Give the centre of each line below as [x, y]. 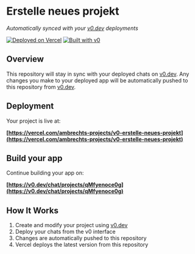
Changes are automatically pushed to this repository [81, 238]
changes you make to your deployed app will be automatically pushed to [97, 80]
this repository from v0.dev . [41, 87]
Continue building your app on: [45, 173]
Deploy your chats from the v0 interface [65, 232]
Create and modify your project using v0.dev [71, 225]
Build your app [34, 158]
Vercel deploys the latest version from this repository [82, 245]
